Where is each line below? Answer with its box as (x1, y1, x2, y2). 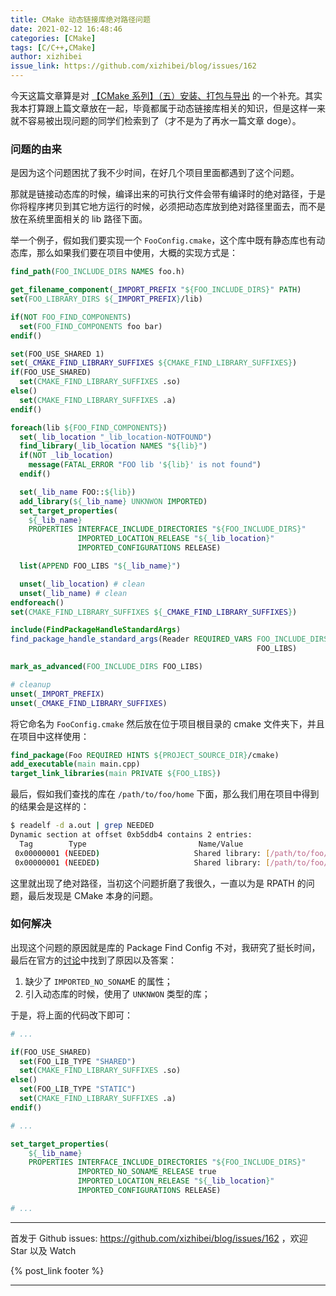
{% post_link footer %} (10, 1264, 105, 1276)
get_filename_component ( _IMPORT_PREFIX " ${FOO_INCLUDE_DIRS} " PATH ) (10, 285, 302, 295)
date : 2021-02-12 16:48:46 (10, 24, 123, 34)
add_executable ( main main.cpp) (10, 759, 141, 770)
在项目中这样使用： (10, 730, 90, 742)
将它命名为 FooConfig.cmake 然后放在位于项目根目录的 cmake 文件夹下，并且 (10, 717, 325, 730)
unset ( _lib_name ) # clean (19, 588, 128, 598)
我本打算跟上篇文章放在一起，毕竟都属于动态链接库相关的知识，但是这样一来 (10, 102, 326, 114)
